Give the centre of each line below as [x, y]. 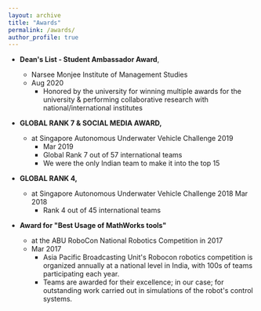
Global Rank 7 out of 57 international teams [112, 155]
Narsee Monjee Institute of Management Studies [109, 74]
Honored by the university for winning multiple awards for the [142, 92]
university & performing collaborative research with [126, 99]
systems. [58, 299]
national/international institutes [93, 108]
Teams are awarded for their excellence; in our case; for [134, 282]
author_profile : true [43, 37]
